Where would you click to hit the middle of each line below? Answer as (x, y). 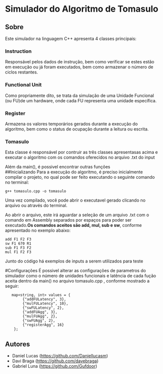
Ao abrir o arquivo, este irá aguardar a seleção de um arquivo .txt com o (77, 215)
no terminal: (17, 182)
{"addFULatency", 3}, (45, 299)
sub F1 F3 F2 (18, 248)
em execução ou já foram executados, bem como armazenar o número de (79, 67)
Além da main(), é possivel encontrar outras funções (58, 167)
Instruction (18, 51)
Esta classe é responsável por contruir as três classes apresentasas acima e (81, 152)
